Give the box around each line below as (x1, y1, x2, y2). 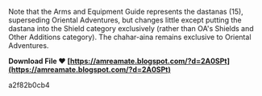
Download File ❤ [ (8, 56, 71, 66)
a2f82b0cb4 (8, 80, 50, 90)
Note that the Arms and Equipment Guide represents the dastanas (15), (8, 7, 243, 16)
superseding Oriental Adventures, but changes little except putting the (8, 15, 242, 25)
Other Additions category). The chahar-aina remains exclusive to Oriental (8, 32, 252, 42)
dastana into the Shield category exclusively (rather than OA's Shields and (8, 24, 254, 33)
